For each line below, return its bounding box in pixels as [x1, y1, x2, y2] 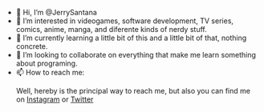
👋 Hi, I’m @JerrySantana [15, 8, 98, 17]
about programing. [15, 58, 78, 68]
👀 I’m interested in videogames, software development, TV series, [15, 16, 234, 26]
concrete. [15, 42, 48, 51]
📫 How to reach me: [15, 68, 85, 77]
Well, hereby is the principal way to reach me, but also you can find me [15, 86, 251, 95]
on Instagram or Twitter [15, 94, 94, 104]
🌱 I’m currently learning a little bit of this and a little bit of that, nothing [15, 33, 247, 42]
